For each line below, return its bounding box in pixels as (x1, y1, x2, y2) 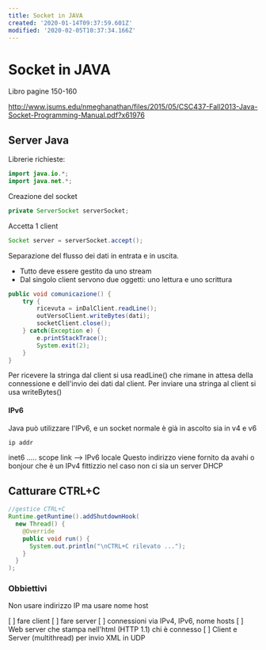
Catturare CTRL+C (8, 484, 101, 498)
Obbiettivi (8, 583, 47, 595)
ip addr (8, 438, 34, 446)
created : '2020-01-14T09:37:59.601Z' (8, 19, 133, 27)
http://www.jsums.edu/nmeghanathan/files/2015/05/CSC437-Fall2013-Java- (8, 102, 258, 112)
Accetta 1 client (8, 221, 59, 231)
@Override (22, 527, 55, 535)
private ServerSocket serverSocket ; (8, 207, 129, 215)
